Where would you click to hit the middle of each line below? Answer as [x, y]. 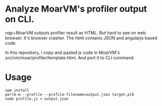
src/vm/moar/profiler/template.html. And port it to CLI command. [70, 57]
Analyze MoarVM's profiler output [76, 9]
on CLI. [20, 19]
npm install [17, 90]
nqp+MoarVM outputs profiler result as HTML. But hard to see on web [76, 33]
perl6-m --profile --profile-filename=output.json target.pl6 [70, 94]
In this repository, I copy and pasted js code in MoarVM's [62, 53]
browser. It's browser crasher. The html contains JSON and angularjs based [81, 38]
